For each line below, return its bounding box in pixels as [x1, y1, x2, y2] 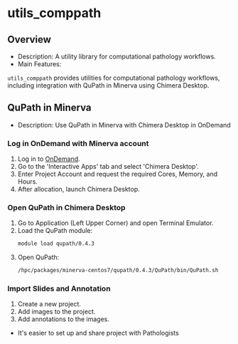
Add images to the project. [17, 308, 96, 316]
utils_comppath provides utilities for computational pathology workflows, [7, 73, 220, 82]
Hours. [17, 177, 38, 186]
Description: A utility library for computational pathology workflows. [17, 52, 217, 61]
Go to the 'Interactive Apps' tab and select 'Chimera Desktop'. [17, 162, 199, 171]
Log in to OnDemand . [17, 155, 80, 163]
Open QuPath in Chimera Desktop [7, 203, 126, 213]
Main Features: [17, 60, 62, 68]
